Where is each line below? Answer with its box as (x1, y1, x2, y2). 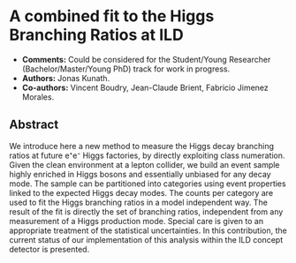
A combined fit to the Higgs (9, 6, 215, 26)
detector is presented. (9, 244, 90, 254)
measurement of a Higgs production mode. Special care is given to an (9, 215, 263, 226)
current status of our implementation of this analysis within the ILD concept (9, 234, 284, 244)
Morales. (21, 91, 55, 102)
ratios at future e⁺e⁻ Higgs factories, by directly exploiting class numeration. (9, 150, 285, 161)
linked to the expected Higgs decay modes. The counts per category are (9, 187, 274, 198)
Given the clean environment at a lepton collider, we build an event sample (9, 159, 280, 169)
